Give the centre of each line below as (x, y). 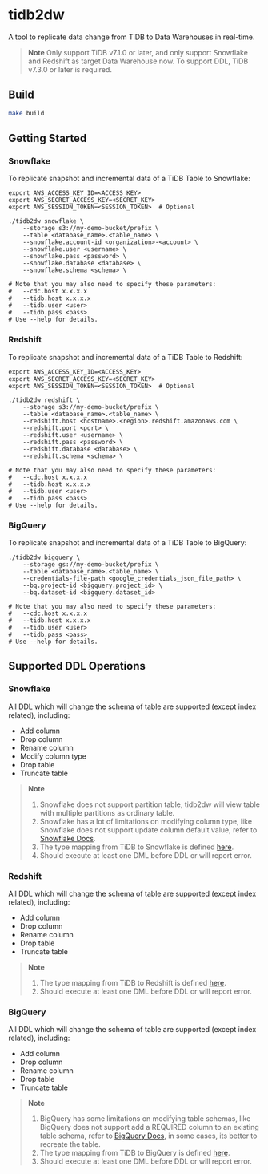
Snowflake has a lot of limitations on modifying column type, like (146, 821)
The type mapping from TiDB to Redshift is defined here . (133, 982)
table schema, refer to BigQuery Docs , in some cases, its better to (148, 1136)
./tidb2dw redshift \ (44, 400)
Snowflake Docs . (68, 838)
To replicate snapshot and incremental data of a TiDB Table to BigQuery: (128, 542)
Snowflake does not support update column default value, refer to (148, 830)
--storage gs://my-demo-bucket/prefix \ (91, 564)
